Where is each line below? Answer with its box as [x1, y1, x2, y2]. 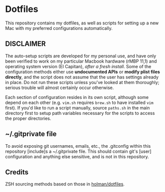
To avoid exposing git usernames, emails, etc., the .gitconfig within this [5, 143, 151, 149]
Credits [5, 168, 29, 176]
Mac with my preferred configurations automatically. [5, 25, 113, 31]
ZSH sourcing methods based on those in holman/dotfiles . [5, 181, 125, 187]
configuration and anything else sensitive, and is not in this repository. [5, 153, 150, 160]
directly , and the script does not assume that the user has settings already [5, 74, 159, 80]
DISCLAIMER [5, 40, 46, 48]
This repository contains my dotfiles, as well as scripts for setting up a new [5, 20, 159, 26]
